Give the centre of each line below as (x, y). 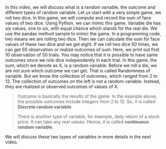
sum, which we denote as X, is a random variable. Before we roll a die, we (81, 65)
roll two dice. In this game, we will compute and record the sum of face (78, 18)
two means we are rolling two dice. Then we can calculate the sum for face (82, 39)
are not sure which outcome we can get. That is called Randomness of (78, 71)
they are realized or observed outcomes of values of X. (62, 86)
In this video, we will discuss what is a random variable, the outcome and (80, 7)
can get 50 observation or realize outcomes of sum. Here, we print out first (82, 50)
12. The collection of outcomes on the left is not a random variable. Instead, (83, 81)
